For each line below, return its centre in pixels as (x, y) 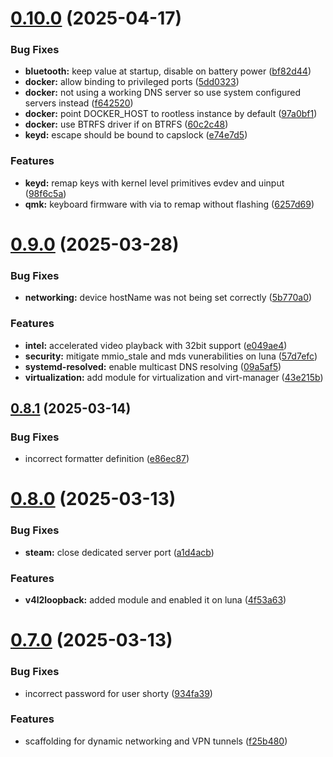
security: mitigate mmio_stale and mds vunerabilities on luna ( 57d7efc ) (171, 356)
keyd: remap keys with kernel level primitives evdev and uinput (154, 183)
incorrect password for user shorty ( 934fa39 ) (118, 693)
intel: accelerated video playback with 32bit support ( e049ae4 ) (156, 345)
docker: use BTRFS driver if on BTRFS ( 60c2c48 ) (126, 124)
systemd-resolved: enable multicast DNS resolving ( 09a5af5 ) (153, 366)
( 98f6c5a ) (45, 193)
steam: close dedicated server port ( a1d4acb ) (119, 552)
